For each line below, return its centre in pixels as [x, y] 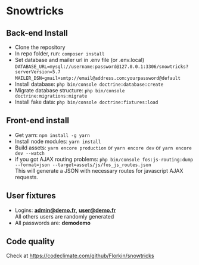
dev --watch [29, 153]
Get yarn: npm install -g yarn [52, 135]
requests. [27, 177]
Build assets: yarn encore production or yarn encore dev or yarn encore [103, 148]
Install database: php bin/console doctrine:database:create [89, 84]
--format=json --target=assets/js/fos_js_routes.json [83, 165]
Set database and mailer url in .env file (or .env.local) [80, 60]
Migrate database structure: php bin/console [70, 90]
